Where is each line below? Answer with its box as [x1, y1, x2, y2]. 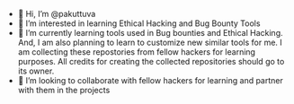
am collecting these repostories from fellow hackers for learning [17, 47, 256, 57]
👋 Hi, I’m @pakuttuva [17, 9, 96, 19]
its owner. [17, 65, 55, 76]
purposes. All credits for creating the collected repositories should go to [17, 56, 285, 66]
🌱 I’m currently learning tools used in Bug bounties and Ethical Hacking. [17, 28, 283, 38]
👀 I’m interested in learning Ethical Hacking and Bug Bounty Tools [17, 18, 261, 29]
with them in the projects [17, 85, 111, 95]
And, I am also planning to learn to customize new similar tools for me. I [17, 37, 283, 48]
